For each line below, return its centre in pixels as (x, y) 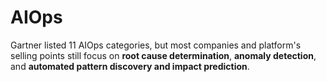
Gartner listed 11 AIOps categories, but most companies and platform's (156, 45)
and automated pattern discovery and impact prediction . (130, 66)
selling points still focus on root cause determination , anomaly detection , (163, 55)
